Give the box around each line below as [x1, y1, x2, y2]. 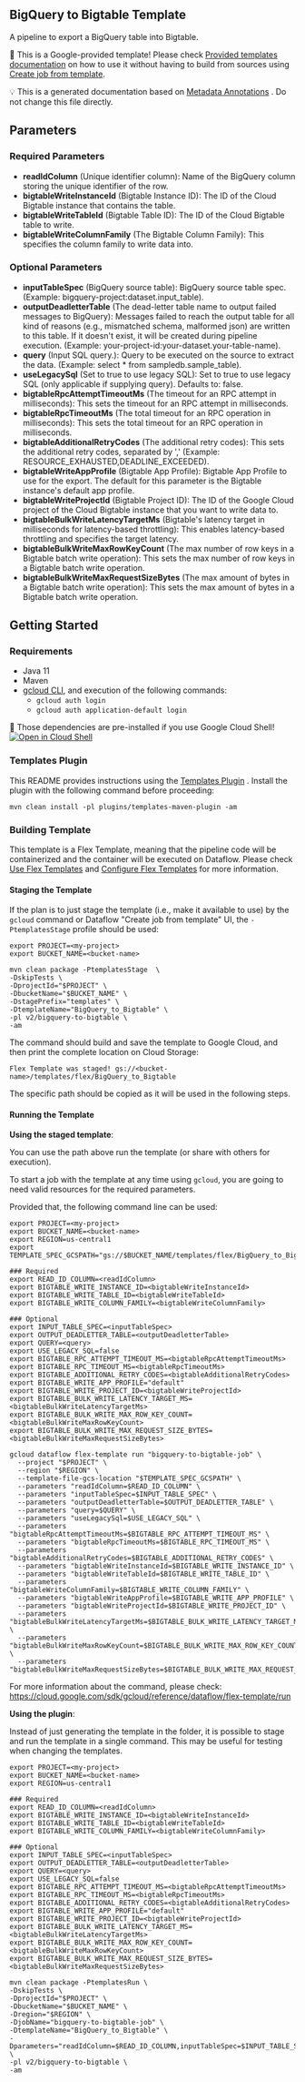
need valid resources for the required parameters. [9, 1183, 196, 1195]
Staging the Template [9, 884, 93, 895]
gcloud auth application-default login [35, 706, 188, 716]
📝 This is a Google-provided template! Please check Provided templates [9, 49, 279, 60]
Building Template [9, 823, 92, 836]
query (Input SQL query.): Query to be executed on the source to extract [22, 350, 295, 361]
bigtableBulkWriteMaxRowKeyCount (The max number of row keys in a [22, 543, 295, 554]
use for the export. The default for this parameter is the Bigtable [22, 475, 262, 486]
